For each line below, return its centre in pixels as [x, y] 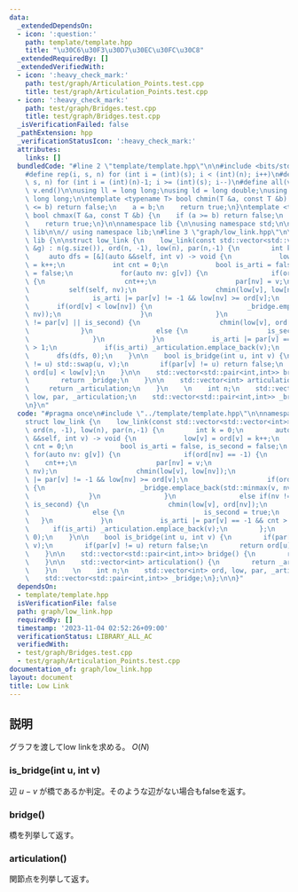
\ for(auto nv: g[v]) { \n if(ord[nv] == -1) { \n [146, 455]
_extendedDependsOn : [55, 26]
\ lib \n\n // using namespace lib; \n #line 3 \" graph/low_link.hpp [149, 232]
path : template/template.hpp [79, 42]
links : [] [43, 158]
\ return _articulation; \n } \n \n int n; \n [133, 389]
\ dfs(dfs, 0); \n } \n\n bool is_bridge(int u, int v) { [154, 356]
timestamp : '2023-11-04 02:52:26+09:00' [93, 628]
